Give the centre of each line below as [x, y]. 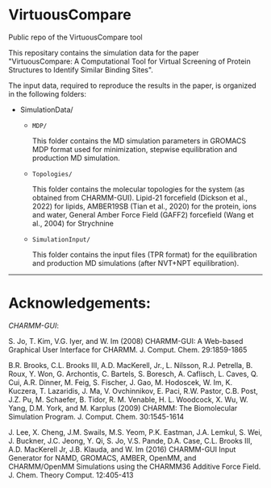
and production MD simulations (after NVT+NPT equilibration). [135, 263]
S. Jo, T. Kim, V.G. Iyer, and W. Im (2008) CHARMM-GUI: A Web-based [126, 341]
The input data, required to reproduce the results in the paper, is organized [132, 85]
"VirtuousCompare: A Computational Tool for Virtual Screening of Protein [130, 61]
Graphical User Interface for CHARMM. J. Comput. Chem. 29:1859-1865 [128, 349]
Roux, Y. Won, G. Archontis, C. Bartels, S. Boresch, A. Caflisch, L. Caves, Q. [133, 374]
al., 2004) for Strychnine [73, 223]
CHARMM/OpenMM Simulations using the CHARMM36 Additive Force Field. [135, 466]
